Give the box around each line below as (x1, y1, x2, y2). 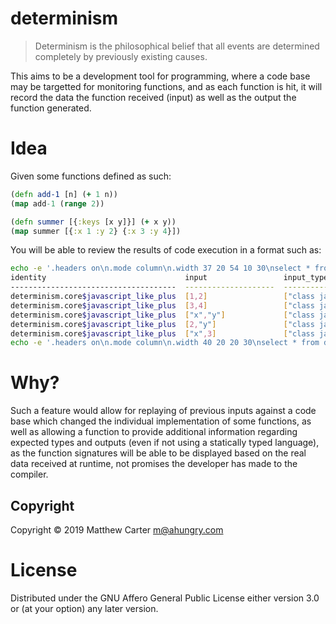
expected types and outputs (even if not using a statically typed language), (10, 437, 320, 449)
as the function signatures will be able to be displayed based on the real (10, 447, 307, 459)
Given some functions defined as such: (10, 170, 172, 182)
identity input (10, 273, 208, 283)
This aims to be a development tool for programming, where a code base (10, 70, 311, 82)
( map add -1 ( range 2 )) (10, 198, 105, 209)
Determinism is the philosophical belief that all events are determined (34, 40, 320, 52)
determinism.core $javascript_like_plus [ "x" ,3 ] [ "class (10, 328, 315, 339)
